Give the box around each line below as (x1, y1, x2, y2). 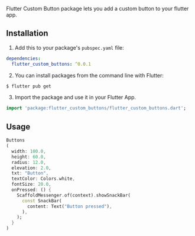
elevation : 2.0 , (11, 165, 51, 171)
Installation (6, 28, 48, 38)
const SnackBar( (21, 198, 62, 203)
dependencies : (6, 56, 41, 62)
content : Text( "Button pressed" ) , (27, 203, 112, 209)
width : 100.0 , (11, 148, 46, 154)
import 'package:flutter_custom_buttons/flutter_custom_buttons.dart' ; (6, 105, 186, 111)
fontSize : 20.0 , (11, 182, 51, 187)
